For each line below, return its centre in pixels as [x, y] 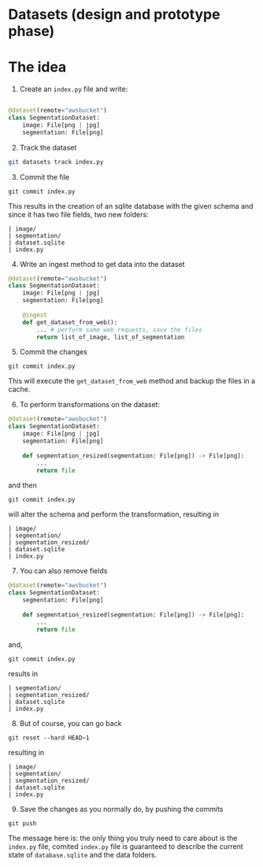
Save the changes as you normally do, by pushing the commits [121, 809]
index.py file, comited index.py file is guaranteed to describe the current [126, 846]
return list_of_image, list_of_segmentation [111, 337]
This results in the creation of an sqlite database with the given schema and [131, 206]
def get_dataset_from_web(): [70, 322]
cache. [19, 389]
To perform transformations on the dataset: [89, 405]
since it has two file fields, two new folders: [78, 214]
